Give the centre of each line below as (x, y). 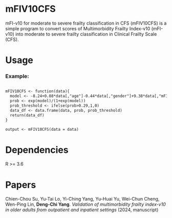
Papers (21, 185)
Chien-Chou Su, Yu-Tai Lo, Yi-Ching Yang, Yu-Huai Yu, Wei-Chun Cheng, (82, 199)
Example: (17, 76)
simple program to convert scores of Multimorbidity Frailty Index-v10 (78, 28)
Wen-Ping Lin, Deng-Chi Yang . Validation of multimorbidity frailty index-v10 (86, 204)
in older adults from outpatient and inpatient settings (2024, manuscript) (82, 210)
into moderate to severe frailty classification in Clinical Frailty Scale (86, 34)
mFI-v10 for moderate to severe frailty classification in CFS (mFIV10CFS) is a (86, 23)
